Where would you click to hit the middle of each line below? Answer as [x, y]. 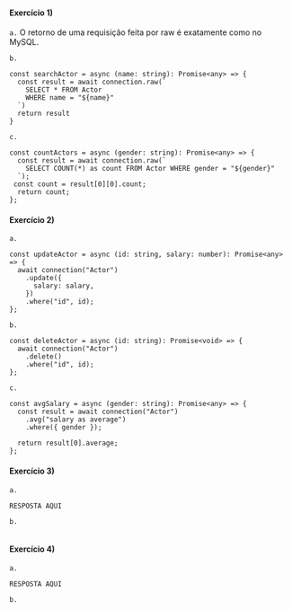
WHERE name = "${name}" [70, 98]
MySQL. [24, 42]
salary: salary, [63, 286]
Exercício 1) [31, 13]
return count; [44, 192]
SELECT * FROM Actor [64, 90]
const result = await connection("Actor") [98, 412]
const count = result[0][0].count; [80, 184]
